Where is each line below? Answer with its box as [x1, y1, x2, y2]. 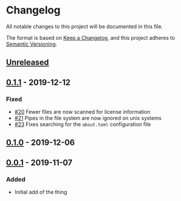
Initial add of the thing [14, 189, 67, 196]
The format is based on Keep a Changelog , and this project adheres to [6, 34, 175, 41]
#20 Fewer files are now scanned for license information [14, 108, 151, 115]
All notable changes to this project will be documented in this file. [6, 23, 163, 30]
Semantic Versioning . [6, 40, 57, 47]
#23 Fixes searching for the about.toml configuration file [14, 121, 151, 128]
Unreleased [6, 57, 50, 67]
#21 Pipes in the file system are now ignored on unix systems [14, 115, 162, 122]
